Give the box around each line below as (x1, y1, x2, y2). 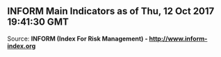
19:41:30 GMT (7, 16, 69, 28)
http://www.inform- (149, 34, 208, 43)
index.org (7, 41, 36, 50)
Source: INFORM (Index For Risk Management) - (7, 34, 148, 43)
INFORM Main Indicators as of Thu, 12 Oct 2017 (7, 5, 215, 17)
